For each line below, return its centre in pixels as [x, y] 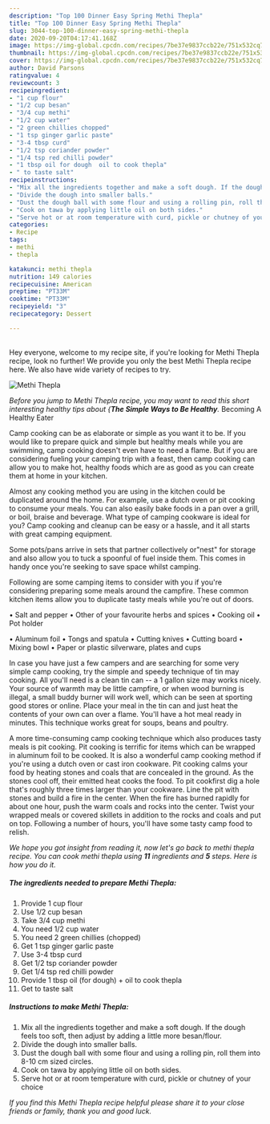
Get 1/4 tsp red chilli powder [67, 971]
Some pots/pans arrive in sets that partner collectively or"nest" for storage [132, 549]
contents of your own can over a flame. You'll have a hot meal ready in [125, 714]
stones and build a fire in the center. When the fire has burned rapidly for [129, 798]
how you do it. [32, 865]
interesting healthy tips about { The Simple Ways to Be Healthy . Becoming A [135, 409]
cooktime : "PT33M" [40, 299]
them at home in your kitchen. [58, 475]
